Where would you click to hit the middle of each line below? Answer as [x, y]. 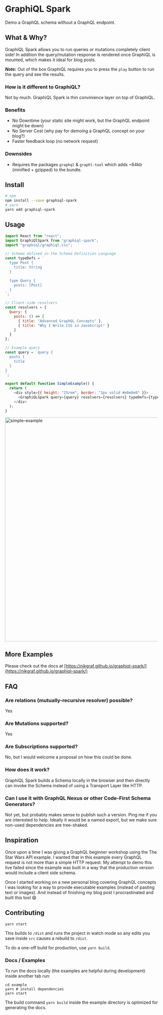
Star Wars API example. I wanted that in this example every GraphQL [73, 857]
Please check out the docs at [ [35, 666]
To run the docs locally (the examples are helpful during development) [75, 971]
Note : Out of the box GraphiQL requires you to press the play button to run [80, 69]
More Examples [29, 654]
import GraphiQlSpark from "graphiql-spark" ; [52, 241]
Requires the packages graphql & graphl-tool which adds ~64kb [77, 164]
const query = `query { [29, 353]
